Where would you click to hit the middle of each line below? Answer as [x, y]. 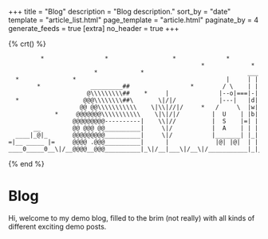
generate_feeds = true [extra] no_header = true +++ [94, 28]
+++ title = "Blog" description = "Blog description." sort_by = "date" [120, 12]
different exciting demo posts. [57, 226]
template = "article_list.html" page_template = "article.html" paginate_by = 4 [134, 20]
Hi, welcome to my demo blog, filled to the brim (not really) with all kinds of [132, 217]
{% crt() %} [27, 44]
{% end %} [27, 164]
